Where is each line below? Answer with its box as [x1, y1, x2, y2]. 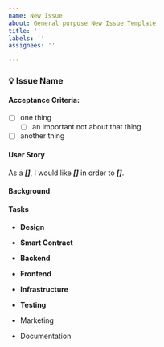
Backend [19, 254, 51, 263]
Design [19, 222, 45, 232]
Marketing [19, 316, 55, 325]
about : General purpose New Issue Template [8, 19, 157, 27]
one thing [19, 113, 52, 123]
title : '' [8, 27, 42, 35]
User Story [8, 150, 46, 160]
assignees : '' [8, 42, 56, 50]
